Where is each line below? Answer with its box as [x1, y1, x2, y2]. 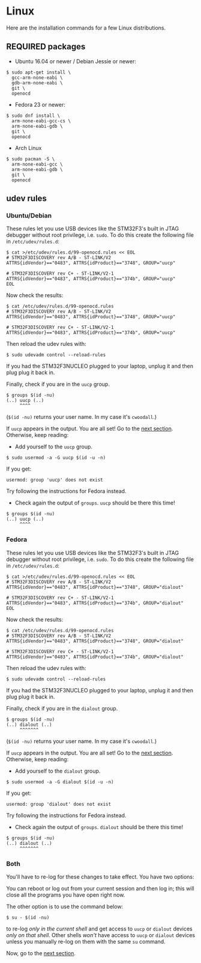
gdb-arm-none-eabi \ [11, 80, 63, 86]
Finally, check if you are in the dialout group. [6, 704, 118, 712]
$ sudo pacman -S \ [6, 155, 55, 162]
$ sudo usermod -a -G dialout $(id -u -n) [6, 779, 114, 785]
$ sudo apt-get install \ [6, 69, 71, 75]
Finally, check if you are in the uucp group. [6, 381, 110, 388]
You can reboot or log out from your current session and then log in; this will [6, 885, 195, 892]
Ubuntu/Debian [6, 212, 52, 220]
